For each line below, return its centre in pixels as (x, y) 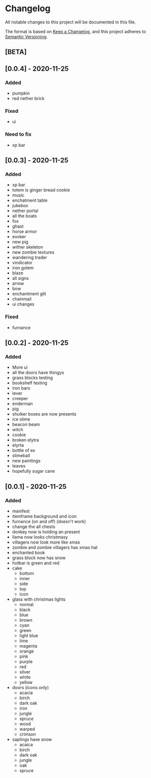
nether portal (25, 211)
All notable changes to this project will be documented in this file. (71, 22)
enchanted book (28, 552)
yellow (26, 682)
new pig (20, 242)
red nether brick (28, 99)
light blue (29, 635)
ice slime (21, 419)
